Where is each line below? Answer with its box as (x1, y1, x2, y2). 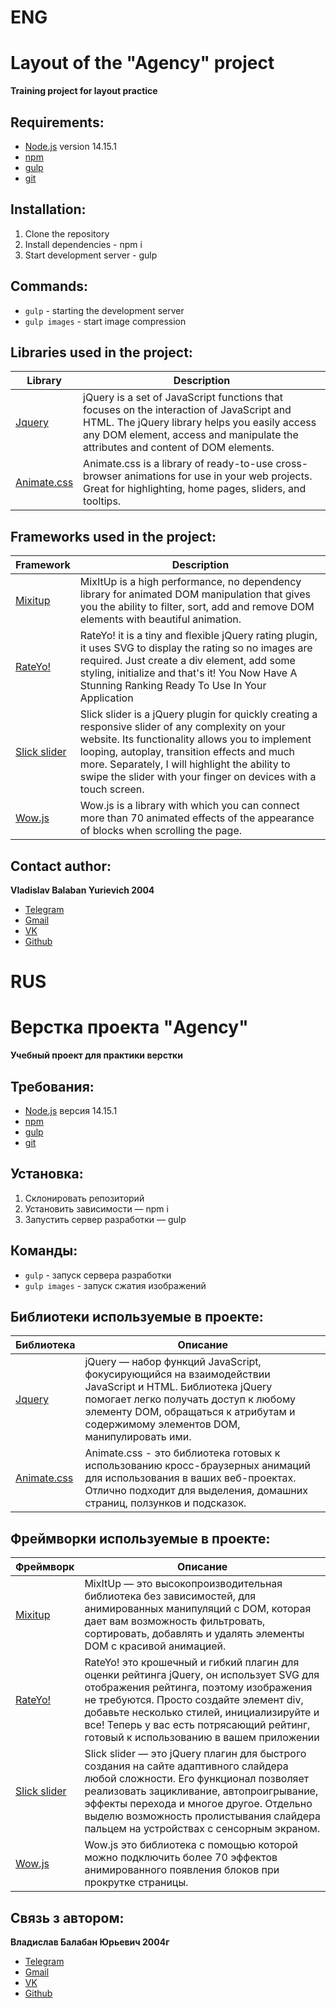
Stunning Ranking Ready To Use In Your (79, 679, 267, 693)
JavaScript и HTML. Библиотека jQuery (84, 1380, 273, 1394)
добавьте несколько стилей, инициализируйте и (84, 1706, 320, 1720)
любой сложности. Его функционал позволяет (84, 1772, 310, 1786)
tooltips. (83, 494, 122, 508)
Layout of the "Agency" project (10, 52, 275, 75)
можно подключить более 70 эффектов (84, 1851, 278, 1865)
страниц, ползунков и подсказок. (84, 1496, 247, 1510)
